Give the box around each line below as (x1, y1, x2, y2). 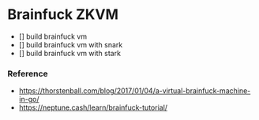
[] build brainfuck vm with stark (18, 48, 122, 58)
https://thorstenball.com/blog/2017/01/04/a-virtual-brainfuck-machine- (18, 86, 251, 96)
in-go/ (18, 95, 39, 104)
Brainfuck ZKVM (7, 6, 119, 24)
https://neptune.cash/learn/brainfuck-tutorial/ (18, 103, 167, 112)
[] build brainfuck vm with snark (18, 39, 123, 49)
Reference (7, 68, 48, 79)
